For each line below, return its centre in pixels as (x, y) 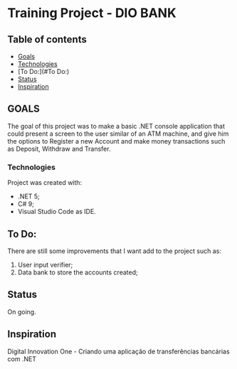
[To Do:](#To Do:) (43, 71)
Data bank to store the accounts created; (78, 272)
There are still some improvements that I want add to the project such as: (115, 251)
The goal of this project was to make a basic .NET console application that (116, 126)
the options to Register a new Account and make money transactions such (116, 141)
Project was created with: (45, 183)
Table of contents (47, 39)
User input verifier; (45, 264)
